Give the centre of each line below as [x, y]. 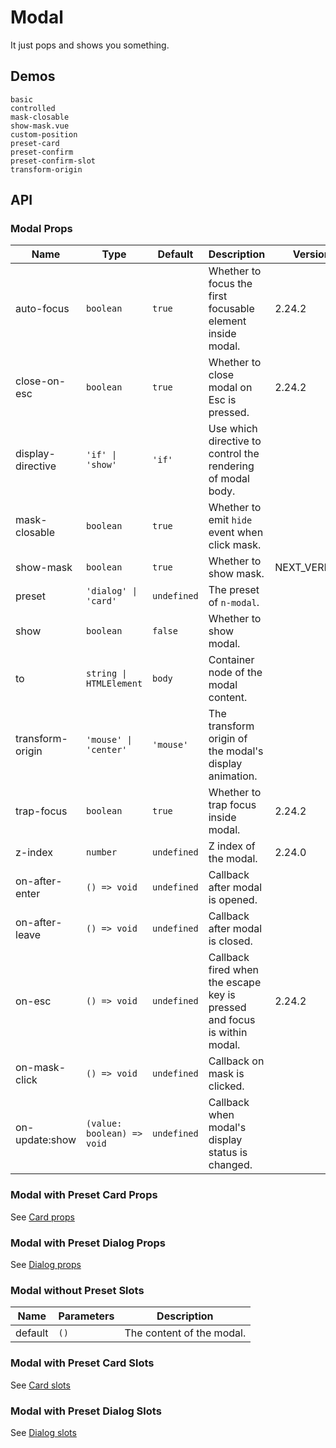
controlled [33, 108]
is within [228, 1033]
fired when [234, 970]
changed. [230, 1165]
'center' [107, 750]
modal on [230, 388]
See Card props [42, 1217]
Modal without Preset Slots [77, 1290]
